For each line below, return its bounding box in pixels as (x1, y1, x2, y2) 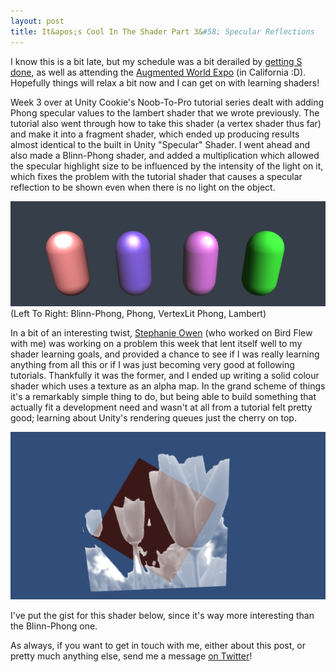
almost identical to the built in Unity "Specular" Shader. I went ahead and (10, 138, 311, 150)
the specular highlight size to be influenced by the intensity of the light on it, (10, 160, 324, 172)
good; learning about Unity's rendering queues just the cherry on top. (10, 412, 297, 424)
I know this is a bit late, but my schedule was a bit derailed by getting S (10, 55, 303, 67)
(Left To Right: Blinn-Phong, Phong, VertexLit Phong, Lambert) (10, 308, 267, 320)
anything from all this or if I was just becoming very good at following (10, 359, 295, 371)
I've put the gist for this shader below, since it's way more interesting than (10, 610, 315, 621)
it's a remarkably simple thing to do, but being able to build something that (10, 391, 317, 403)
